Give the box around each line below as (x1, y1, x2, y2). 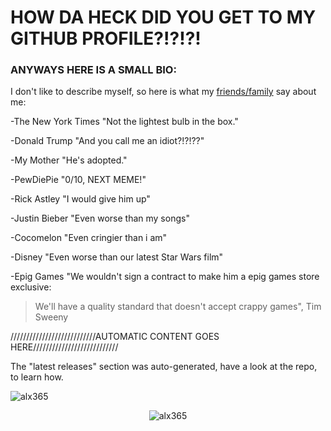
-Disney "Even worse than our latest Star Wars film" (10, 251, 224, 263)
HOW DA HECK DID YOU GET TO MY (10, 6, 317, 29)
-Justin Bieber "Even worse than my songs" (10, 212, 190, 225)
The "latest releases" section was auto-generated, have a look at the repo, (10, 361, 318, 373)
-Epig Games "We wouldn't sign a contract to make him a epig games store (10, 271, 320, 283)
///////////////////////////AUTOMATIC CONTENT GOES (10, 331, 220, 343)
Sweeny (34, 311, 69, 323)
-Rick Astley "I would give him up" (10, 193, 151, 205)
